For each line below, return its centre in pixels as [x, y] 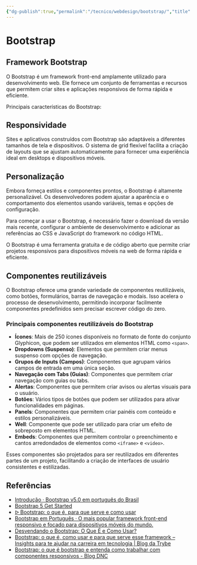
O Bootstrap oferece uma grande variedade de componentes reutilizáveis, [96, 290]
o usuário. [27, 393]
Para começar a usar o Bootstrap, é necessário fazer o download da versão [98, 221]
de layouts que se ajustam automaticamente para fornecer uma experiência [98, 152]
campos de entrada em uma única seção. [65, 368]
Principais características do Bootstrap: [54, 107]
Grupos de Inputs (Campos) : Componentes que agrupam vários [93, 362]
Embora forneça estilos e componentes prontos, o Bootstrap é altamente [94, 191]
